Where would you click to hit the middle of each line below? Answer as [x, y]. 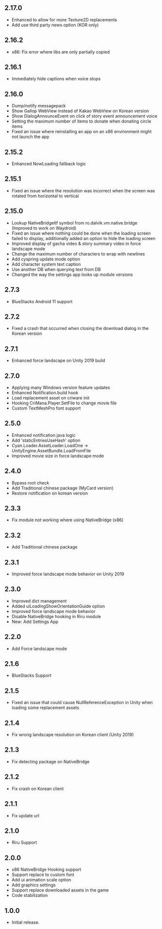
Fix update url [25, 815]
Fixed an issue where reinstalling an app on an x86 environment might [81, 132]
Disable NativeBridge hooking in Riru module [56, 616]
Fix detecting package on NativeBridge [50, 761]
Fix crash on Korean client [38, 789]
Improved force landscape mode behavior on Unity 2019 [68, 574]
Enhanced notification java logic [43, 435]
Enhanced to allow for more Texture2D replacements [64, 19]
